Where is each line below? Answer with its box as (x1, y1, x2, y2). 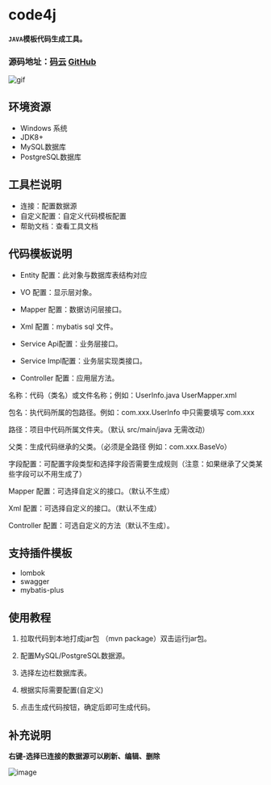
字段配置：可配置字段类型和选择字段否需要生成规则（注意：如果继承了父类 (8, 459, 256, 468)
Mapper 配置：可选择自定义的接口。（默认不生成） (8, 486, 175, 496)
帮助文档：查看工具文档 (19, 220, 98, 231)
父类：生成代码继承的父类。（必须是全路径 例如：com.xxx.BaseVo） (8, 442, 231, 451)
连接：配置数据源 (19, 200, 77, 211)
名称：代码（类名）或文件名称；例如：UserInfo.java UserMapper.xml (8, 390, 237, 400)
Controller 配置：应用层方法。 (19, 373, 119, 383)
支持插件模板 (8, 546, 73, 560)
